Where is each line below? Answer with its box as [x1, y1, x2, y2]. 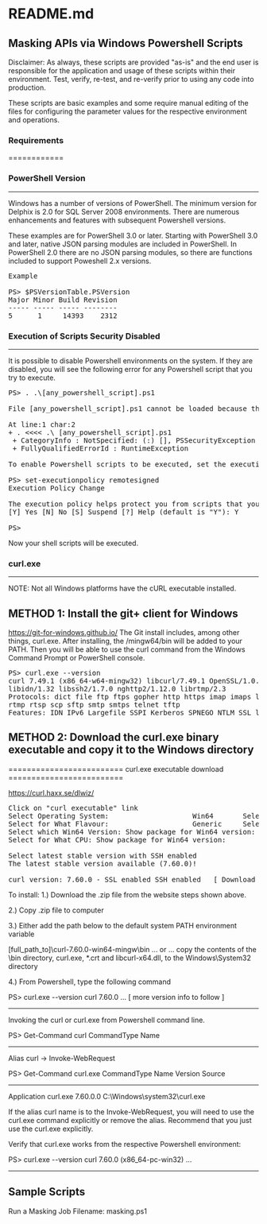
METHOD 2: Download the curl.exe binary [8, 730, 219, 744]
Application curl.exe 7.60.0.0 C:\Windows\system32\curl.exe [8, 1091, 206, 1101]
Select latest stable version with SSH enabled [8, 851, 197, 860]
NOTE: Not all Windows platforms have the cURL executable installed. [8, 583, 237, 593]
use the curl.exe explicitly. [8, 1124, 94, 1133]
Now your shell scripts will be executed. [8, 538, 139, 548]
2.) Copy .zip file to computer [8, 905, 105, 915]
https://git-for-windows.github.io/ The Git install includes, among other [8, 628, 240, 637]
